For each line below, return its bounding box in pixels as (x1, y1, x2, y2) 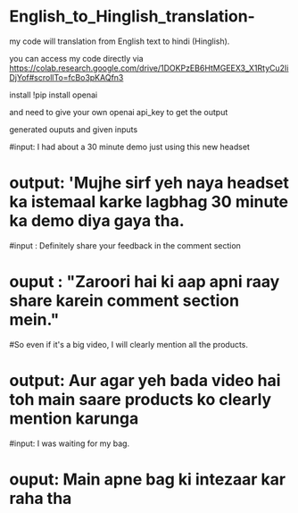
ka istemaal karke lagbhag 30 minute (9, 192, 289, 212)
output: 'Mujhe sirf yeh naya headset (9, 172, 290, 193)
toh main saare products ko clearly (9, 390, 272, 409)
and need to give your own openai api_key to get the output (9, 106, 228, 117)
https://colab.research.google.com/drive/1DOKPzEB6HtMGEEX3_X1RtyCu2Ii (9, 63, 289, 73)
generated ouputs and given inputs (9, 123, 138, 135)
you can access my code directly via (9, 53, 145, 63)
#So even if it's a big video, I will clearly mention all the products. (9, 339, 248, 349)
